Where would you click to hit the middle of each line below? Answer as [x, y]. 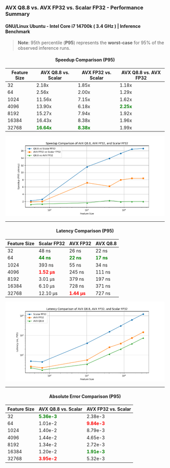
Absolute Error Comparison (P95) [85, 396]
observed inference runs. [44, 48]
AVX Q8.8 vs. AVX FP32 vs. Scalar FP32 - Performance [74, 8]
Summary [18, 14]
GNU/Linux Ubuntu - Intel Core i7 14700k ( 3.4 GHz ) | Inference [73, 26]
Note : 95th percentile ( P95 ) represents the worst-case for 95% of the [91, 43]
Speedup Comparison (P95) [85, 59]
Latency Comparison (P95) [85, 230]
